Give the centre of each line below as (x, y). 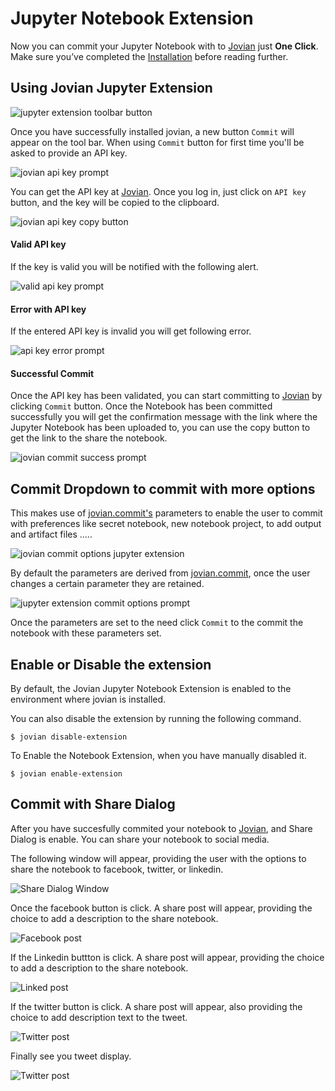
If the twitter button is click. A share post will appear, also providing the (156, 1006)
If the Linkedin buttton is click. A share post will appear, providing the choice (167, 957)
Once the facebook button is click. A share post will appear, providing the (161, 908)
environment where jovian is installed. (88, 699)
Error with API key (48, 309)
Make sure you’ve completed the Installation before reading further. (149, 56)
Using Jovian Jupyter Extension (111, 88)
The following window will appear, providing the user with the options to (158, 858)
